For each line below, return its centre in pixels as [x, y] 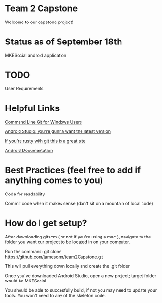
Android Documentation [29, 150]
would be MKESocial [26, 281]
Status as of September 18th [64, 42]
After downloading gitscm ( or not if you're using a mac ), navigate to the [78, 237]
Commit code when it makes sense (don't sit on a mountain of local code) [79, 203]
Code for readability [25, 194]
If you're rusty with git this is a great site [45, 141]
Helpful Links [32, 108]
